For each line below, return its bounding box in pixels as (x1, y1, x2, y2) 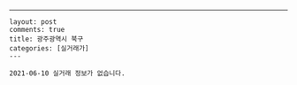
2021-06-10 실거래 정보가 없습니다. (9, 69, 126, 78)
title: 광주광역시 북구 (9, 35, 84, 43)
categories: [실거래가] (9, 44, 89, 53)
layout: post (9, 18, 57, 27)
